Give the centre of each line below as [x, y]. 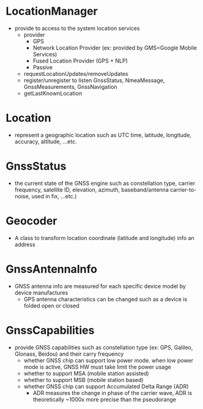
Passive [43, 67]
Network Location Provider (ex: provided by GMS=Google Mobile [115, 48]
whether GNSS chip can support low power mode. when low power [109, 360]
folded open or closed [52, 306]
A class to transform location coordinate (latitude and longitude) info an [105, 238]
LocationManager [52, 11]
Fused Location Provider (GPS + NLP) [80, 61]
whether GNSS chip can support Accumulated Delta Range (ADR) [106, 386]
